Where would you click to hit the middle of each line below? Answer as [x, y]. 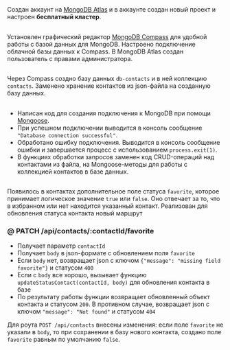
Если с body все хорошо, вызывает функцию [82, 275]
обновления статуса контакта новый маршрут [75, 213]
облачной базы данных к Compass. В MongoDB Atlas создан [95, 51]
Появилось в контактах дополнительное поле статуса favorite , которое [113, 191]
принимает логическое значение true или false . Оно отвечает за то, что [114, 198]
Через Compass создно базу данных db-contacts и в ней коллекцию [107, 79]
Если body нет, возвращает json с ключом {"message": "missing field [119, 261]
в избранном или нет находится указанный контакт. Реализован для [107, 206]
